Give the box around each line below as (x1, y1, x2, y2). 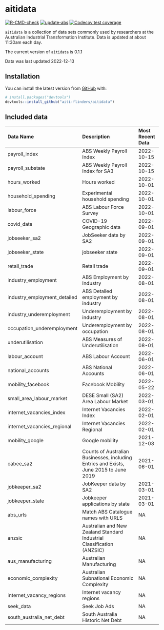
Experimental (82, 190, 113, 197)
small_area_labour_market (7, 395, 67, 402)
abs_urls (7, 512, 27, 518)
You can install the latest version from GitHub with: (5, 85, 107, 91)
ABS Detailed (82, 288, 112, 295)
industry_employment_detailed (7, 294, 78, 301)
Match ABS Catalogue (82, 509, 133, 515)
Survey (82, 210, 99, 217)
